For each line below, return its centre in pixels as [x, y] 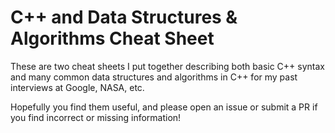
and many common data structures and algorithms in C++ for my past [154, 77]
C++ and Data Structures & [124, 17]
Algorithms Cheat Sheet [112, 38]
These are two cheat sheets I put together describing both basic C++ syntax [167, 66]
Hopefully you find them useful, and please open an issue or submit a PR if [164, 107]
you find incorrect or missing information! [96, 117]
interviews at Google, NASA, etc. [77, 87]
